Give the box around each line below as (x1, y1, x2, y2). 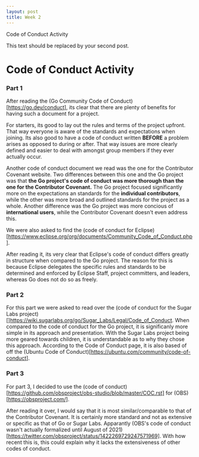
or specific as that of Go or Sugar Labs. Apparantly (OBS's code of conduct (6, 420, 191, 427)
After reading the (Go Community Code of (6, 97, 109, 104)
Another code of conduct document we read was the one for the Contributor (6, 164, 194, 172)
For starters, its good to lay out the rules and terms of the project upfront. (6, 121, 186, 128)
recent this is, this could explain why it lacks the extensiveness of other (6, 439, 181, 446)
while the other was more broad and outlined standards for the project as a (6, 196, 189, 203)
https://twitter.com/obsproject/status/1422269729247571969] (8, 432, 160, 439)
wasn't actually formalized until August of (6, 426, 108, 433)
